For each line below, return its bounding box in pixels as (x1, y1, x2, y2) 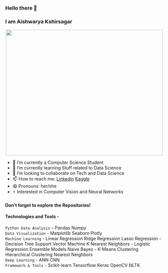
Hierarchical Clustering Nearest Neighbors (5, 251, 93, 258)
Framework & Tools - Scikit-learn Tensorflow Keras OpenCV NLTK (5, 262, 140, 268)
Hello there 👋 (5, 5, 38, 12)
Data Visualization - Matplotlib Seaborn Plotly (5, 230, 102, 236)
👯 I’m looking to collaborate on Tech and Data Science (12, 170, 124, 176)
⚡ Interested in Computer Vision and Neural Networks (12, 189, 124, 195)
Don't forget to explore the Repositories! (5, 202, 91, 208)
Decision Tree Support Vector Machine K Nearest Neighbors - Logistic (5, 241, 150, 247)
